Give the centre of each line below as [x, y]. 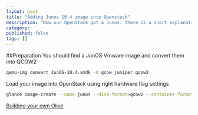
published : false [27, 33]
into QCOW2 [22, 62]
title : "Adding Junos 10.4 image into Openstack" [68, 17]
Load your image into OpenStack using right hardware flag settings [88, 83]
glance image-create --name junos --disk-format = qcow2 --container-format [100, 94]
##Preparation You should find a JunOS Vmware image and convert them [95, 55]
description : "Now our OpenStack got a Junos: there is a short [87, 22]
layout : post [22, 11]
